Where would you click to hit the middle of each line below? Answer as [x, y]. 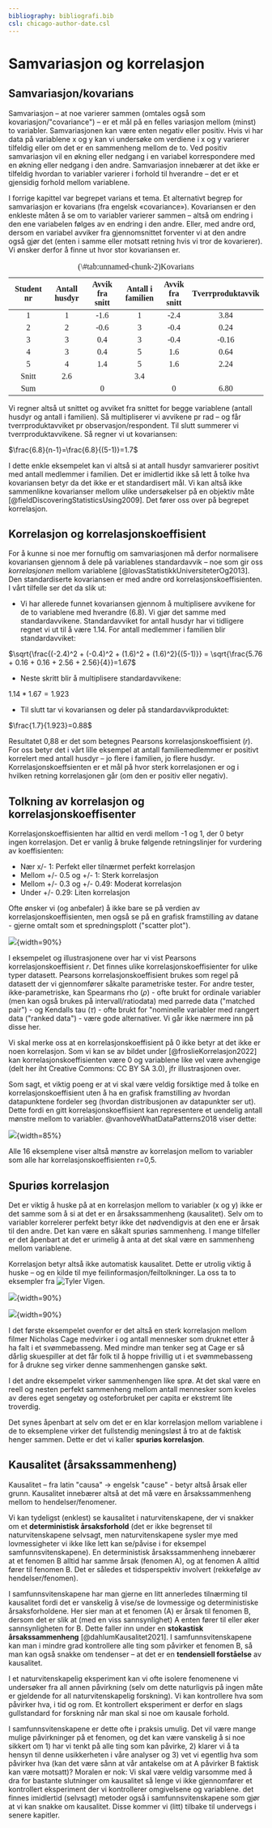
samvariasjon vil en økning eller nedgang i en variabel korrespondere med [132, 156]
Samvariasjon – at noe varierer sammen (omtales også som [107, 113]
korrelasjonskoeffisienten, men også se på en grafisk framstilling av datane [134, 917]
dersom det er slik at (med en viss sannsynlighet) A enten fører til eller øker [134, 1619]
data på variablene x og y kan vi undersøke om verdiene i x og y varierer [129, 139]
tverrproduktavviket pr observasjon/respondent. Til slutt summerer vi [123, 425]
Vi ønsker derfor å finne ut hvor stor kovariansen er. [94, 249]
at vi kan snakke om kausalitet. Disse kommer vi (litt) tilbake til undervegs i [132, 1806]
